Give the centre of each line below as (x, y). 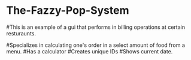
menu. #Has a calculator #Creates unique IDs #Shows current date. (90, 51)
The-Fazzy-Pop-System (68, 10)
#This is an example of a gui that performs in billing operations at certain (96, 27)
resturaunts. (21, 33)
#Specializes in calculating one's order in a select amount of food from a (96, 45)
